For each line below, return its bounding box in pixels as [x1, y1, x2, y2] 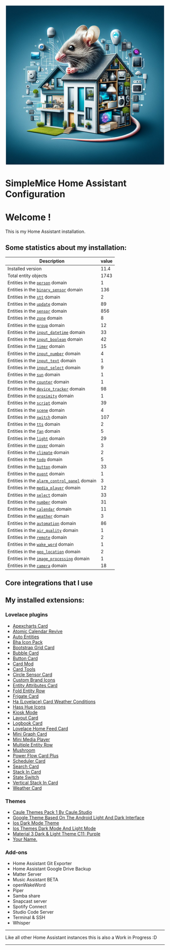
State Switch [12, 774, 39, 780]
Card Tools [12, 666, 35, 672]
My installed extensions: [5, 596, 84, 605]
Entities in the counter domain [7, 378, 69, 384]
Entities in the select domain [7, 492, 67, 498]
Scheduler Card [12, 758, 46, 764]
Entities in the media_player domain [7, 485, 81, 491]
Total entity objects [7, 273, 48, 279]
